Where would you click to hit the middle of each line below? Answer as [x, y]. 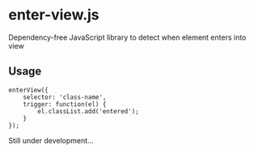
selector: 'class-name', [65, 97]
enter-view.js [54, 15]
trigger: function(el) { [65, 104]
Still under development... [51, 140]
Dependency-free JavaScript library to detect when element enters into [127, 37]
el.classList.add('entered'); [88, 111]
